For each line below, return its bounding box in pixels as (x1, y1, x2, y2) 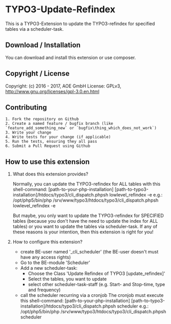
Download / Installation (5, 41, 81, 50)
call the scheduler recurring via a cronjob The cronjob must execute (20, 292, 164, 298)
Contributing (5, 103, 47, 112)
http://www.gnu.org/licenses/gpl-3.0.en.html (5, 88, 100, 94)
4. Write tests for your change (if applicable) (5, 135, 111, 140)
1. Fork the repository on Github (5, 117, 79, 122)
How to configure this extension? (12, 239, 83, 245)
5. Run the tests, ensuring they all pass (5, 139, 97, 144)
